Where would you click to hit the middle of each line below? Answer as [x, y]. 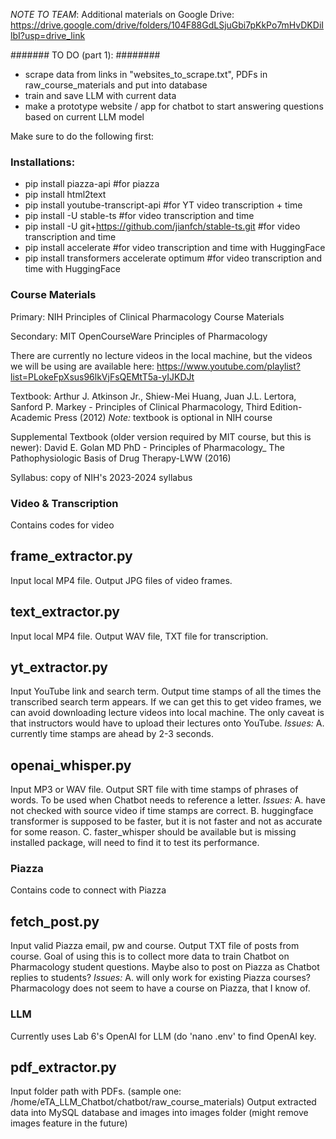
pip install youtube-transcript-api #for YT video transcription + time [163, 205]
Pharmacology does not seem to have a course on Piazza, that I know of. [160, 988]
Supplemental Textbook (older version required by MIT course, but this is [161, 436]
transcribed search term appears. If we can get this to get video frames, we [166, 702]
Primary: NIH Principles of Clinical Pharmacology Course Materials [147, 316]
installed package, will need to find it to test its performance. [135, 843]
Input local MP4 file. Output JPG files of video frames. [121, 580]
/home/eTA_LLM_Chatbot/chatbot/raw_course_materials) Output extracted [163, 1102]
